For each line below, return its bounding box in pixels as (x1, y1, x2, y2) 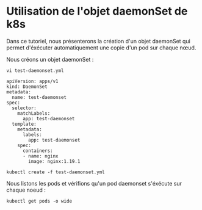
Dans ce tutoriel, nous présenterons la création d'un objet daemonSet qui (6, 37, 190, 45)
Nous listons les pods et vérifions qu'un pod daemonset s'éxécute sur (6, 179, 182, 187)
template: (12, 121, 37, 127)
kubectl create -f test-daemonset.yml (6, 169, 105, 175)
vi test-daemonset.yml (6, 67, 64, 74)
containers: (22, 148, 53, 154)
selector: (12, 105, 37, 111)
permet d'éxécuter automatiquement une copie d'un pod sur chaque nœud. (6, 44, 197, 51)
